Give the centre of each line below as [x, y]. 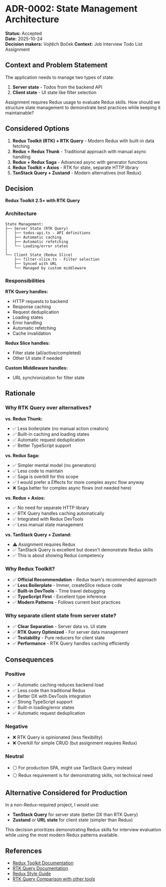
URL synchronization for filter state [49, 377]
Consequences [30, 660]
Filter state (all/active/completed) [47, 353]
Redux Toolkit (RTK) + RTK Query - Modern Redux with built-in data [83, 141]
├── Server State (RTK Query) [37, 228]
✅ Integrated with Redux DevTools [48, 519]
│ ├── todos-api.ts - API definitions [48, 233]
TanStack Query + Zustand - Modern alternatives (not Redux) [77, 173]
